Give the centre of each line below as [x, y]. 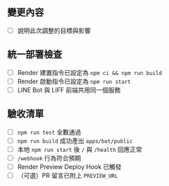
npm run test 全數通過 [49, 132]
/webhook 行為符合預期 [49, 158]
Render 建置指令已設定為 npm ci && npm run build [89, 72]
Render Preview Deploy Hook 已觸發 [69, 167]
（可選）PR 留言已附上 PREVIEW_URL [67, 175]
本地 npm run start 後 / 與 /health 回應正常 [80, 149]
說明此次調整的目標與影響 [54, 31]
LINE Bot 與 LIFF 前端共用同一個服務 [69, 90]
